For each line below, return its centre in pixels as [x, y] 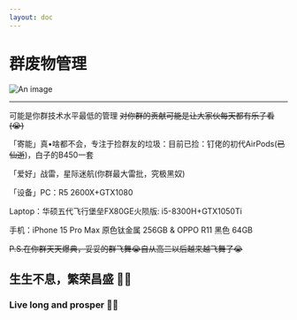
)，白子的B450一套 [60, 155]
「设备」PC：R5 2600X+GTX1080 [71, 192]
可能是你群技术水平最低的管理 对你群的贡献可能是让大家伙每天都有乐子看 [142, 115]
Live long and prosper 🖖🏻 [64, 304]
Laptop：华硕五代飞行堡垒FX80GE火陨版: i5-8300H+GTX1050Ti [126, 211]
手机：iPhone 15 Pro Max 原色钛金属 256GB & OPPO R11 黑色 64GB [131, 230]
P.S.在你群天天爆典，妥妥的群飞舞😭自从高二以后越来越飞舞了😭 [126, 248]
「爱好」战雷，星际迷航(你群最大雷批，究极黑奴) [97, 173]
